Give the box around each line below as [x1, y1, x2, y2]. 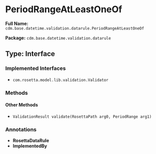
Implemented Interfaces [5, 65, 66, 72]
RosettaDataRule [12, 138, 49, 144]
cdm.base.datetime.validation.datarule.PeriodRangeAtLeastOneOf [5, 25, 144, 31]
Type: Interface [5, 49, 55, 58]
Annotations [5, 126, 37, 133]
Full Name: [5, 20, 28, 27]
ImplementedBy [12, 143, 47, 149]
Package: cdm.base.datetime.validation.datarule [5, 35, 111, 41]
